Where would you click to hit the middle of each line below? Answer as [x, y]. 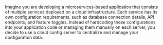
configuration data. [24, 37]
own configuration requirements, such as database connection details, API [80, 17]
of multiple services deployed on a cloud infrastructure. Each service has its [81, 12]
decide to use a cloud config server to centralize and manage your [72, 32]
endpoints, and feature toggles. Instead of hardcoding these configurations [80, 22]
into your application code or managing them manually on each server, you [80, 27]
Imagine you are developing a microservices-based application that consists [81, 7]
